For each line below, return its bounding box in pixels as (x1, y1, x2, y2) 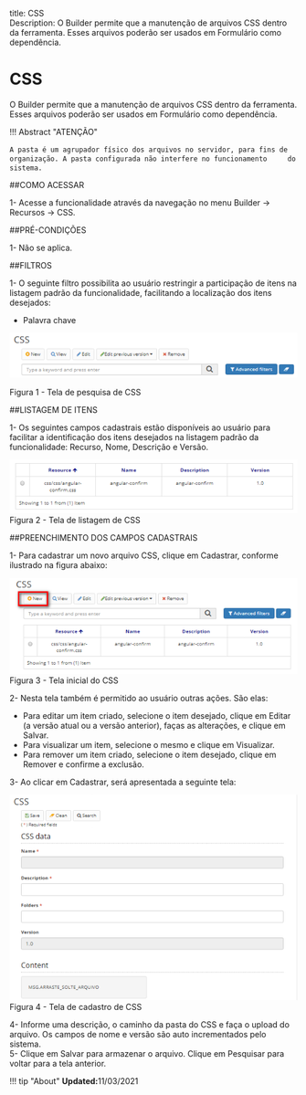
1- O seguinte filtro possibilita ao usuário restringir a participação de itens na (9, 278, 297, 289)
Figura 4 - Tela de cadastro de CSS (9, 1002, 142, 1013)
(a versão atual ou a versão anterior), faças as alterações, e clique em (22, 720, 286, 731)
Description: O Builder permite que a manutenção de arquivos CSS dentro (9, 17, 288, 28)
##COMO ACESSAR (9, 179, 85, 190)
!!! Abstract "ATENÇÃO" (9, 126, 99, 137)
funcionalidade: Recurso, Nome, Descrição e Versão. (9, 441, 209, 452)
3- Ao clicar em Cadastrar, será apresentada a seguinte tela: (9, 776, 237, 787)
